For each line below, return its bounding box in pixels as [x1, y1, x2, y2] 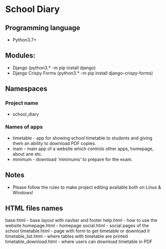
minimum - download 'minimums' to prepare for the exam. [12, 156, 133, 162]
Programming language [5, 24, 80, 32]
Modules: [5, 51, 36, 60]
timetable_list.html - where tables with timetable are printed [5, 233, 128, 239]
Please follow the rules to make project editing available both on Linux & [12, 184, 161, 190]
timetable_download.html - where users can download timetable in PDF [5, 238, 153, 244]
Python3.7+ [12, 37, 37, 43]
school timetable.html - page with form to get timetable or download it [5, 228, 150, 234]
